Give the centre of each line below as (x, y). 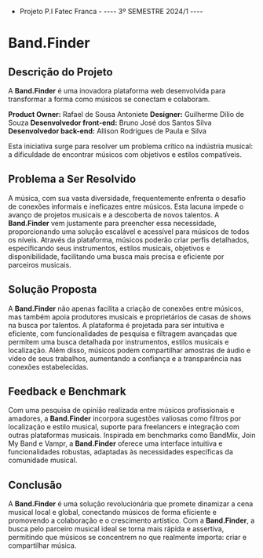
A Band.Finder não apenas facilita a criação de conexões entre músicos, (126, 308)
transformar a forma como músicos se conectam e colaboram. (109, 99)
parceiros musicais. (40, 264)
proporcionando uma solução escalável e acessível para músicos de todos (129, 232)
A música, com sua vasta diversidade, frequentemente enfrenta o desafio (127, 198)
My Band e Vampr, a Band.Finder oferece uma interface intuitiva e (115, 443)
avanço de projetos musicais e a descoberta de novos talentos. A (114, 214)
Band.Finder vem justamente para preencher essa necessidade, (113, 223)
